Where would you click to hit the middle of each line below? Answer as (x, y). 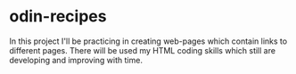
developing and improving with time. (76, 60)
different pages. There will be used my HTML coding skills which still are (143, 50)
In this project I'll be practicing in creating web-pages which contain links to (148, 41)
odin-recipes (58, 16)
